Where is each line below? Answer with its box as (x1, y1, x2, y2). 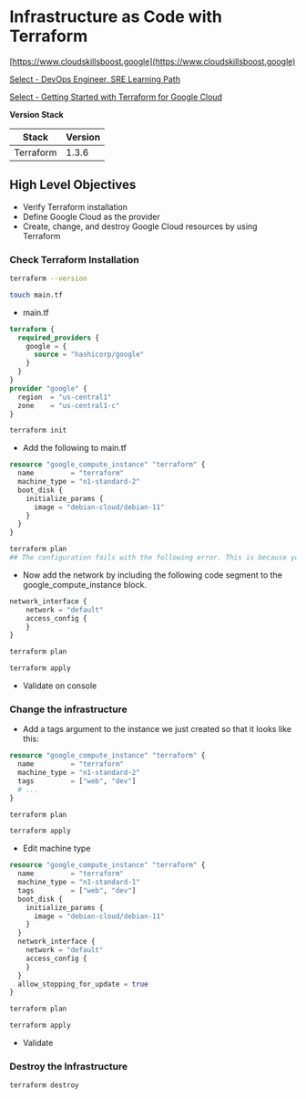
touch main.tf (9, 290, 64, 299)
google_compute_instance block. (22, 579, 148, 590)
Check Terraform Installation (9, 253, 139, 266)
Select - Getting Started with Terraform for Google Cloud (9, 91, 223, 102)
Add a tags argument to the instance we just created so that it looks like (22, 724, 291, 735)
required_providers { (17, 333, 100, 342)
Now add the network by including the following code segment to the (22, 569, 282, 581)
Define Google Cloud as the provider (22, 211, 161, 222)
